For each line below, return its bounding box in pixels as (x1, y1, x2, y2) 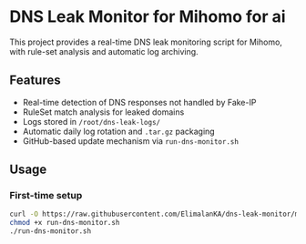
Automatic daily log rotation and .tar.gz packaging (22, 126, 216, 137)
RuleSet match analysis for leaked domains (22, 107, 185, 117)
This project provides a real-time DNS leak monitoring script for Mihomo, (9, 36, 282, 47)
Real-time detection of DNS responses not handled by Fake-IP (22, 97, 257, 107)
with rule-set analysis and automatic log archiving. (9, 46, 199, 56)
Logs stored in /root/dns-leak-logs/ (22, 116, 161, 127)
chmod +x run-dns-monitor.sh (9, 219, 120, 228)
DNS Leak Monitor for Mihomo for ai (9, 6, 286, 27)
